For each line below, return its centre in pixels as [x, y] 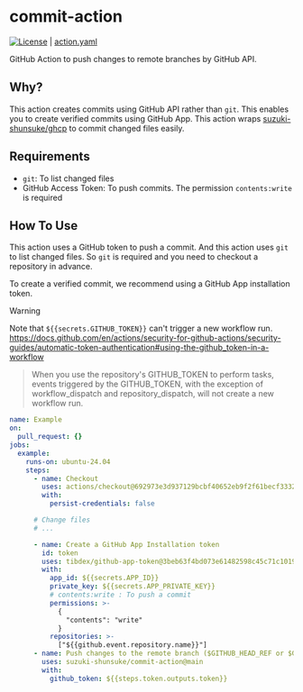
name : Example [36, 420]
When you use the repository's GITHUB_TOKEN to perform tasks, [153, 375]
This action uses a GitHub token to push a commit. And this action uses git [149, 247]
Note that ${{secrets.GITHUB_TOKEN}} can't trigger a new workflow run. [141, 328]
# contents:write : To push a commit [120, 595]
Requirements [50, 156]
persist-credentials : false [102, 504]
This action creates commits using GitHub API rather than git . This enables [149, 109]
